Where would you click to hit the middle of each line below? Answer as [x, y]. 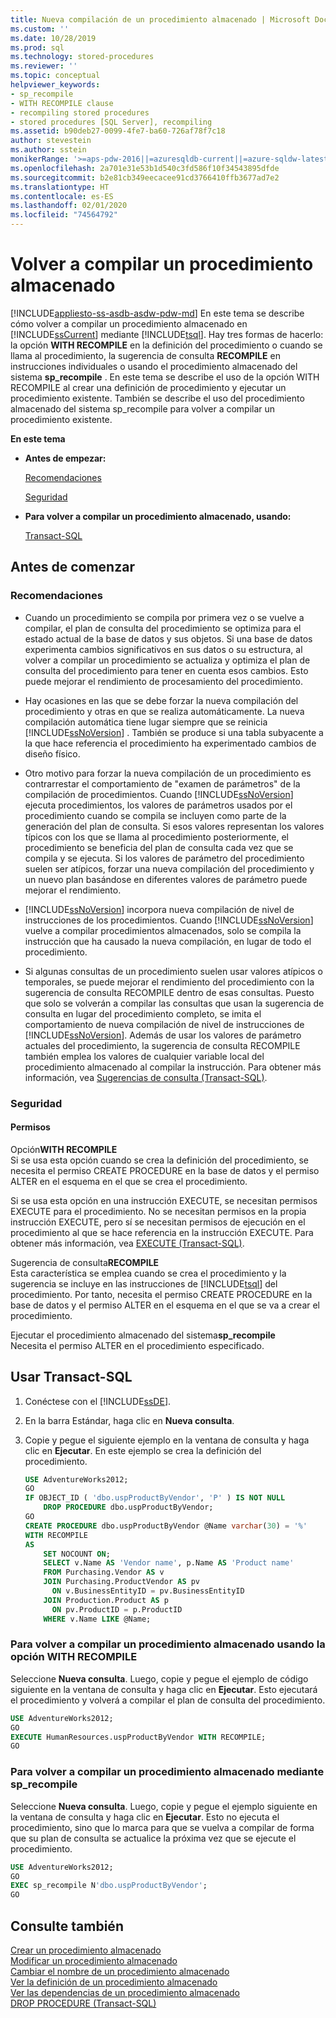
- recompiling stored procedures [80, 112]
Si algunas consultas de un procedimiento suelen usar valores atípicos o [173, 971]
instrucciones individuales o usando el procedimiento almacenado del [154, 366]
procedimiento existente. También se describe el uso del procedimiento [157, 398]
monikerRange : [40, 159]
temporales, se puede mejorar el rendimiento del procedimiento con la [169, 982]
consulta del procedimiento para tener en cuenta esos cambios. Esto [166, 670]
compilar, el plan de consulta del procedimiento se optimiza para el [163, 628]
